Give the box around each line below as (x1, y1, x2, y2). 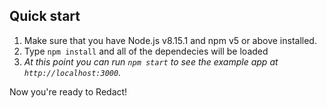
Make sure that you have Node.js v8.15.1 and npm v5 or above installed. (23, 34, 317, 46)
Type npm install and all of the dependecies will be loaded (23, 45, 269, 57)
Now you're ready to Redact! (9, 85, 128, 98)
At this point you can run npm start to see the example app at (23, 55, 279, 68)
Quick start (9, 8, 81, 25)
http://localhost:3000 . (23, 66, 122, 78)
